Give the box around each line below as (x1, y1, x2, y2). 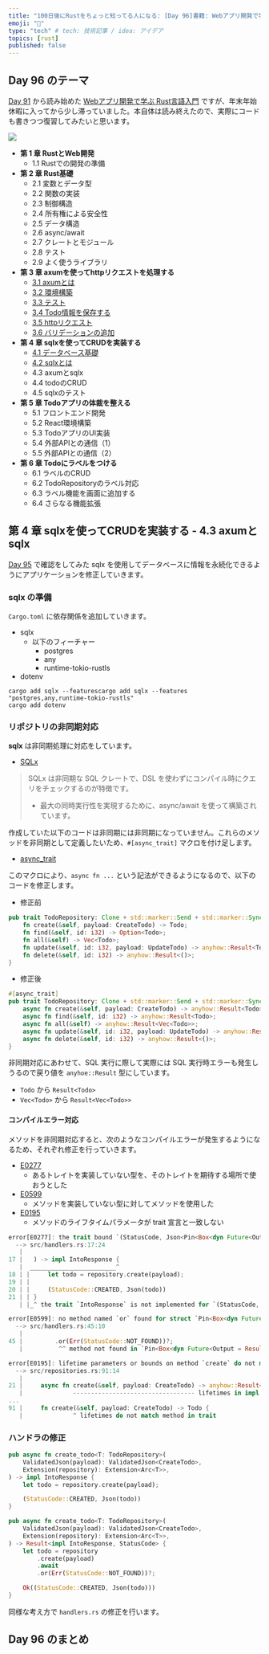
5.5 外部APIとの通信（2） (31, 447, 116, 458)
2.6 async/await (31, 227, 86, 237)
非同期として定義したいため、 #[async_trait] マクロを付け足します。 (29, 838, 256, 847)
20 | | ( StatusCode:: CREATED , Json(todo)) (8, 1285, 167, 1293)
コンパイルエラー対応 (8, 1115, 78, 1125)
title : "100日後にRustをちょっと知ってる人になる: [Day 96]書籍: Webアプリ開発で (8, 11, 259, 20)
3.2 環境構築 (31, 287, 74, 297)
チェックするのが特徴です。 (42, 784, 134, 794)
